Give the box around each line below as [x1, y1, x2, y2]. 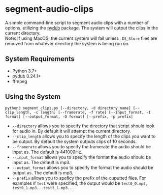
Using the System [5, 92, 61, 101]
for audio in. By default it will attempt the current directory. [12, 128, 131, 134]
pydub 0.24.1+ [12, 73, 41, 79]
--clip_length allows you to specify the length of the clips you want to [12, 133, 156, 139]
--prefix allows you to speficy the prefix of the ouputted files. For [12, 175, 146, 181]
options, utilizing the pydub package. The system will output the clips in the [5, 25, 159, 30]
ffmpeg [12, 78, 28, 84]
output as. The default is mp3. [12, 169, 73, 175]
